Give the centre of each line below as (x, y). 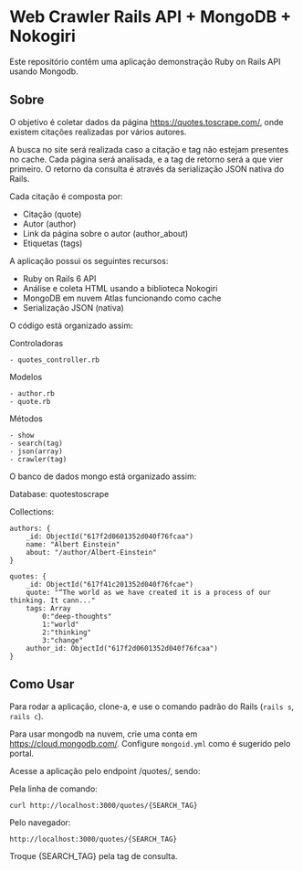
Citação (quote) (52, 214)
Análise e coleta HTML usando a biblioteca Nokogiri (120, 288)
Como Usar (42, 684)
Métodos (26, 419)
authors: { (30, 528)
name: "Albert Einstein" (73, 544)
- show (22, 435)
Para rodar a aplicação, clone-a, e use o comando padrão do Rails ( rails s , (152, 706)
